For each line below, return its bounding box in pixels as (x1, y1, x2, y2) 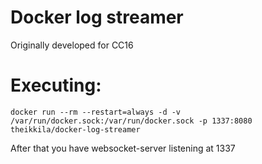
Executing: (10, 74, 102, 97)
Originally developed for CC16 (10, 39, 134, 51)
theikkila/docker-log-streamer (10, 124, 141, 135)
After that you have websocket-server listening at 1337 (10, 142, 236, 154)
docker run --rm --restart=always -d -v (10, 107, 182, 117)
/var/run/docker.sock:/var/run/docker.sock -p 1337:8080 (10, 116, 253, 126)
